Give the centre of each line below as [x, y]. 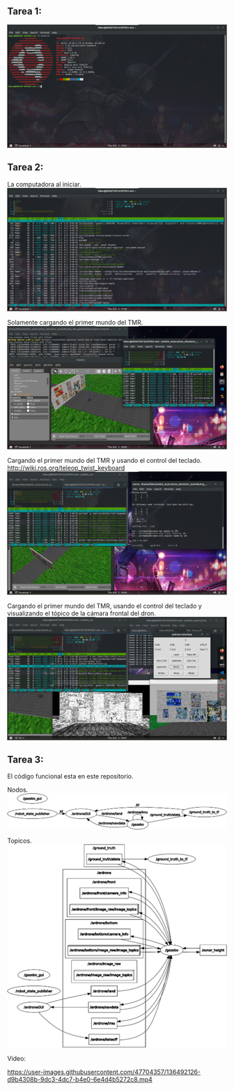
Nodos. [18, 790]
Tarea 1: [24, 11]
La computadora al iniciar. [44, 184]
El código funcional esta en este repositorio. [70, 776]
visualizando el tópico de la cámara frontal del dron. [82, 613]
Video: [17, 1059]
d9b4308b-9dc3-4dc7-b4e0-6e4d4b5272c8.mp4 [80, 1080]
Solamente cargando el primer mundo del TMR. [75, 322]
